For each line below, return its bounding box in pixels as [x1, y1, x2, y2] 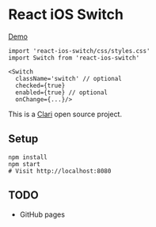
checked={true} [15, 81, 66, 89]
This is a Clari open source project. [8, 109, 123, 119]
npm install [8, 153, 48, 161]
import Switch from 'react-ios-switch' [8, 54, 140, 62]
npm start [8, 160, 41, 168]
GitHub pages [19, 210, 66, 219]
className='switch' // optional [15, 74, 123, 82]
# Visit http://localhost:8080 [8, 167, 112, 175]
